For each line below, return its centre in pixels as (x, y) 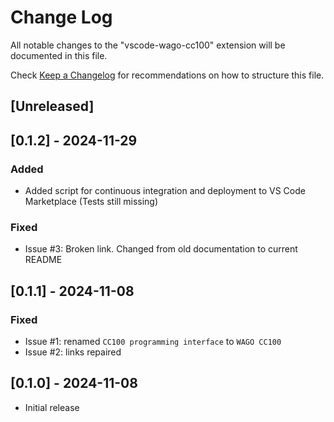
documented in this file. (59, 55)
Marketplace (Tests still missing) (91, 202)
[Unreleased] (52, 106)
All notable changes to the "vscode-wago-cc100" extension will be (148, 45)
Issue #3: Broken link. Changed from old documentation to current (161, 249)
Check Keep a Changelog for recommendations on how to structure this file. (167, 75)
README (43, 260)
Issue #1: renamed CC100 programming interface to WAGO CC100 (153, 341)
